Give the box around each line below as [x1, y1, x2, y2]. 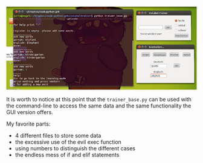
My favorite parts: [6, 120, 51, 127]
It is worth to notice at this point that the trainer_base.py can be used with [6, 96, 192, 103]
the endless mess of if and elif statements [14, 152, 120, 159]
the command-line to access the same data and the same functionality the [6, 102, 192, 109]
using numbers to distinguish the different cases [14, 145, 136, 152]
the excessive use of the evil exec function [14, 138, 122, 145]
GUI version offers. [6, 109, 53, 116]
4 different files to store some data [14, 132, 101, 139]
